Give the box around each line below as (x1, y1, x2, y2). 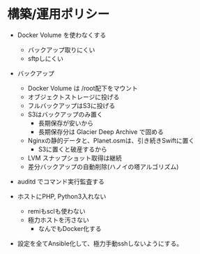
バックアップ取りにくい (27, 45, 95, 54)
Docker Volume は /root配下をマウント (27, 84, 138, 92)
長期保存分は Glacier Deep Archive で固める (38, 127, 164, 136)
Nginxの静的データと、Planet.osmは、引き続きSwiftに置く (27, 136, 195, 144)
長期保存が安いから (38, 119, 94, 127)
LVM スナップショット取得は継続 (27, 154, 122, 162)
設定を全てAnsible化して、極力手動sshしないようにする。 (17, 239, 183, 248)
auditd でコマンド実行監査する (17, 177, 105, 186)
